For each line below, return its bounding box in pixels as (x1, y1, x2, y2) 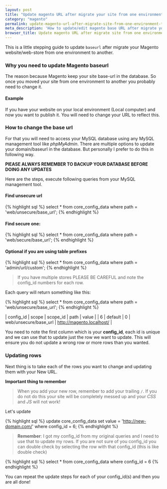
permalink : (5, 21, 28, 26)
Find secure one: (5, 221, 41, 227)
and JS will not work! (17, 399, 61, 405)
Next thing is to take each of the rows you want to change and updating (5, 363, 152, 369)
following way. (5, 151, 35, 157)
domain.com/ (5, 423, 32, 429)
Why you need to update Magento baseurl (5, 62, 109, 69)
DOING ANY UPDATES (5, 166, 52, 172)
